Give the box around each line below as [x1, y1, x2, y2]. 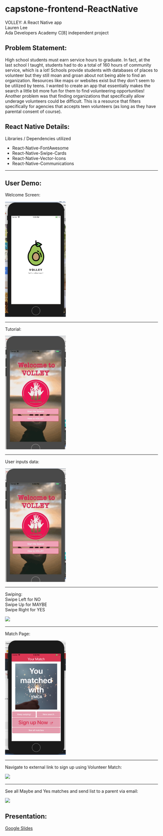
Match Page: [5, 631, 31, 637]
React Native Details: [5, 123, 70, 131]
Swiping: [5, 591, 23, 597]
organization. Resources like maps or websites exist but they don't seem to [5, 77, 155, 83]
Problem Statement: [5, 44, 67, 52]
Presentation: [5, 812, 47, 820]
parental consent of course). [5, 108, 62, 114]
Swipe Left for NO [5, 596, 41, 602]
